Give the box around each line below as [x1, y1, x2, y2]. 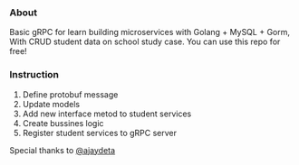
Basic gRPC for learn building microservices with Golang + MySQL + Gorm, [9, 27, 291, 38]
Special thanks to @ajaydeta [9, 144, 116, 155]
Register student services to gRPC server [22, 127, 178, 138]
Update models [22, 98, 80, 109]
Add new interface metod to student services [22, 108, 192, 119]
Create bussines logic [22, 117, 104, 128]
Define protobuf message [22, 88, 119, 100]
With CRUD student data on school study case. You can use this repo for [9, 36, 281, 47]
